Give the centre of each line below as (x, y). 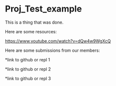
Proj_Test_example (43, 9)
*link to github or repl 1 (28, 59)
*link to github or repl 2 (28, 69)
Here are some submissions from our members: (52, 50)
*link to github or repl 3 (28, 78)
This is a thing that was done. (34, 22)
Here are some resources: (31, 31)
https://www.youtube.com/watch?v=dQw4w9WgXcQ (58, 41)
